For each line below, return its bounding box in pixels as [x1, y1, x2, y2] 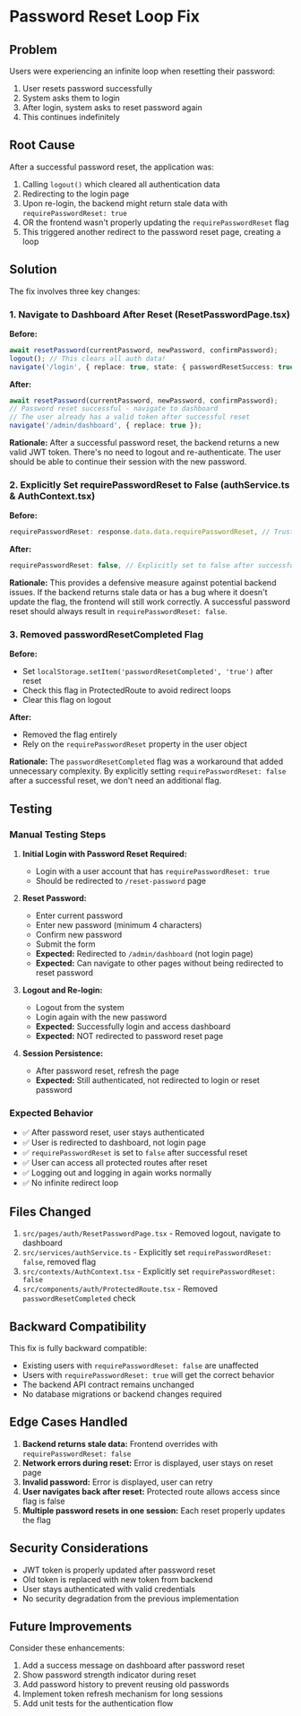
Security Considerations [9, 1540, 150, 1556]
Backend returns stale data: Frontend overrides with [21, 1438, 219, 1449]
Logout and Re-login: [21, 984, 103, 996]
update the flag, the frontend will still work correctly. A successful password [9, 596, 291, 607]
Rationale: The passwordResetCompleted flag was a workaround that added [9, 756, 284, 767]
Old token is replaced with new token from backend [21, 1573, 213, 1584]
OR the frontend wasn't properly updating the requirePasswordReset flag [21, 217, 289, 228]
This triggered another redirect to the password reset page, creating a [21, 226, 281, 237]
